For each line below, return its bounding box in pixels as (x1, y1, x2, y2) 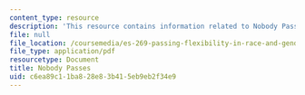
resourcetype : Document (9, 55, 100, 64)
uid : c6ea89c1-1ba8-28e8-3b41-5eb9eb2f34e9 (9, 72, 177, 81)
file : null (9, 30, 51, 39)
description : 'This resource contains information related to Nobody (9, 22, 279, 31)
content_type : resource (9, 13, 100, 23)
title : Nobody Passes (9, 64, 92, 73)
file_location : (9, 38, 67, 48)
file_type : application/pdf (9, 47, 116, 56)
